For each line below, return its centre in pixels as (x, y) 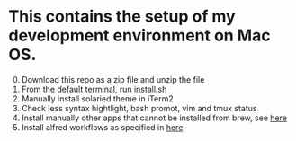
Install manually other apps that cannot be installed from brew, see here (154, 118)
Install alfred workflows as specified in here (102, 127)
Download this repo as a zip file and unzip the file (113, 79)
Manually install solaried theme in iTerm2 (97, 98)
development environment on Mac (139, 35)
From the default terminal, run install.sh (94, 89)
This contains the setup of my (122, 17)
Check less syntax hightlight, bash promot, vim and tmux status (139, 108)
